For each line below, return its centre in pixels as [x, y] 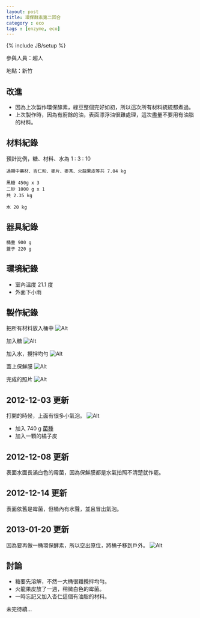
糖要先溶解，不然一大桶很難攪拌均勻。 [62, 581]
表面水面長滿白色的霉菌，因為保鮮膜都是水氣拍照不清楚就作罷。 [85, 472]
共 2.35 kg [20, 195]
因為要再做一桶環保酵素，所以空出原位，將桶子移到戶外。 [77, 545]
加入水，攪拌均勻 [27, 354]
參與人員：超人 [25, 58]
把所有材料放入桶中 [30, 328]
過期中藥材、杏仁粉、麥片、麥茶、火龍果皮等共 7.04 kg [66, 171]
